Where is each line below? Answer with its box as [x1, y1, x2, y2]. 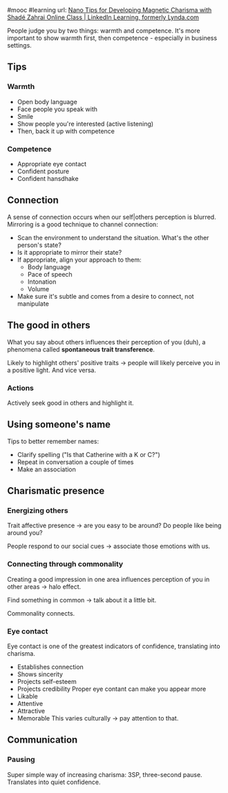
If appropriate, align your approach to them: [17, 255, 142, 264]
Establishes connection [17, 663, 84, 671]
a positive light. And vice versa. [7, 366, 97, 374]
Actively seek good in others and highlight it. [7, 398, 134, 407]
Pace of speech [27, 270, 73, 278]
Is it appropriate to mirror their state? [17, 248, 122, 256]
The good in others [7, 320, 91, 331]
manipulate [17, 300, 50, 308]
